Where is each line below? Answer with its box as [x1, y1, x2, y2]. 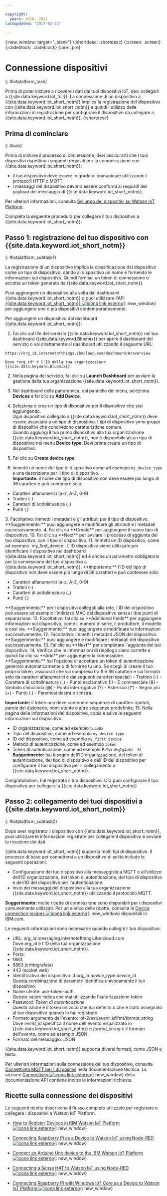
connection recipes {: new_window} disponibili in [5, 910, 147, 917]
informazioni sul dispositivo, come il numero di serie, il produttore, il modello [5, 621, 162, 627]
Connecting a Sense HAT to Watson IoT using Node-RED [12, 1165, 129, 1171]
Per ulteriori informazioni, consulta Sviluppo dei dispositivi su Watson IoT [5, 198, 155, 204]
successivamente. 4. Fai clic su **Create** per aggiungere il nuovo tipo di [5, 526, 158, 532]
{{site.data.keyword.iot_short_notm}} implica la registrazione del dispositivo [5, 99, 161, 105]
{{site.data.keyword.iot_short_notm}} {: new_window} [5, 300, 156, 306]
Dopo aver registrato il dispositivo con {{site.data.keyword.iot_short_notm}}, [5, 828, 161, 834]
